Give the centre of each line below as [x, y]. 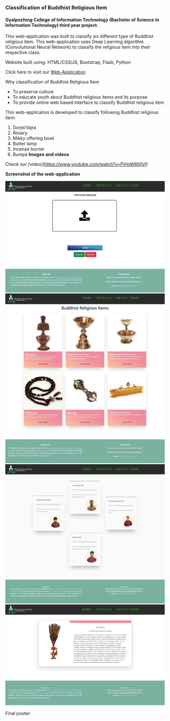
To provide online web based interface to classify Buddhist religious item [88, 102]
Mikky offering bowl [33, 138]
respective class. [23, 53]
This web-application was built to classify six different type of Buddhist [79, 36]
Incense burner [28, 149]
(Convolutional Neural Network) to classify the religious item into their [78, 47]
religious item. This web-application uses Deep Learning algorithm [75, 42]
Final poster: [18, 713]
